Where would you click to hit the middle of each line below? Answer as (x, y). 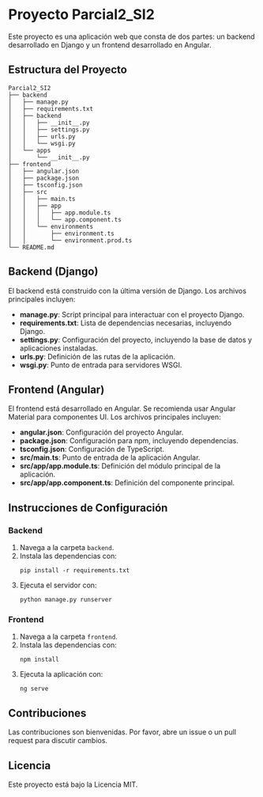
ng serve (34, 689)
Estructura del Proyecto (68, 70)
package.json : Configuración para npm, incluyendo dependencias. (129, 441)
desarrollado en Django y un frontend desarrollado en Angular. (110, 44)
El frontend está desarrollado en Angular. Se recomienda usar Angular (122, 408)
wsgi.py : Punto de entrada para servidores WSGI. (101, 365)
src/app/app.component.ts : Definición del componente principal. (127, 483)
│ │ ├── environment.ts (61, 233)
